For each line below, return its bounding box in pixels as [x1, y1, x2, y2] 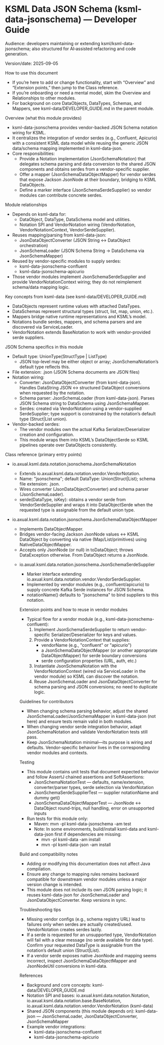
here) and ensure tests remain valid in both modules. [26, 718, 133, 724]
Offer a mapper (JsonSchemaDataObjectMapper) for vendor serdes [19, 171, 156, 177]
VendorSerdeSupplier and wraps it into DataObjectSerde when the [19, 502, 153, 508]
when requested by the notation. [19, 390, 85, 396]
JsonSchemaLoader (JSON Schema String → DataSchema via [19, 248, 144, 254]
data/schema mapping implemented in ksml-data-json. [12, 145, 123, 151]
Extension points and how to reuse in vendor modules [19, 607, 128, 612]
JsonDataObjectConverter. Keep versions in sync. [26, 897, 127, 903]
